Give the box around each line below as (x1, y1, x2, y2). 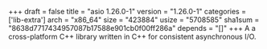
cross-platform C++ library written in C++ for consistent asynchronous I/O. (8, 32, 257, 41)
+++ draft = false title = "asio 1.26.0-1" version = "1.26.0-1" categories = (8, 7, 247, 16)
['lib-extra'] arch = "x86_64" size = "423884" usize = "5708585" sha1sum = (8, 15, 260, 24)
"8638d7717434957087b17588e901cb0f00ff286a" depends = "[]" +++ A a (8, 24, 256, 32)
